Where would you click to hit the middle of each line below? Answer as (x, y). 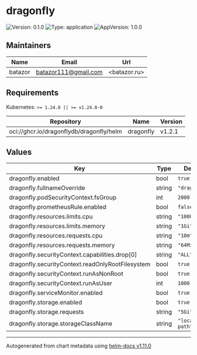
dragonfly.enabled (34, 178)
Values (19, 152)
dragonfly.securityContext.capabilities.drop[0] (73, 255)
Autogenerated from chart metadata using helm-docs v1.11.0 (79, 346)
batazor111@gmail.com (69, 72)
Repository (65, 121)
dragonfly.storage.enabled (45, 302)
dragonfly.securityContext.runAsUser (61, 283)
